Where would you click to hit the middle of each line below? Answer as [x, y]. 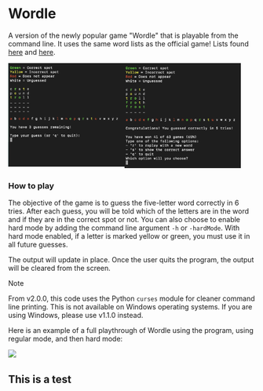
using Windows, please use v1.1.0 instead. [76, 315]
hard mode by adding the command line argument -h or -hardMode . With [124, 228]
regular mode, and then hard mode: [66, 338]
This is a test [40, 380]
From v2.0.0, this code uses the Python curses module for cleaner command [131, 298]
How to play [31, 185]
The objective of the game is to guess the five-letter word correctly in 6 [124, 203]
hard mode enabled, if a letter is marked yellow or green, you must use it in [129, 236]
